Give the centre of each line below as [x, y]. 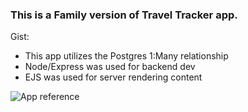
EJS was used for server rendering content [113, 77]
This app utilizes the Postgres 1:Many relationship [126, 56]
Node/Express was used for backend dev [110, 67]
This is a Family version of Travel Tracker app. [124, 15]
